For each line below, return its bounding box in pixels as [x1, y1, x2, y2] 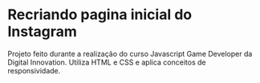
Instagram [7, 22, 78, 41]
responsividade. [7, 65, 61, 75]
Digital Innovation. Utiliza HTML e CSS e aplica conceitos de [7, 57, 206, 67]
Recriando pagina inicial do [7, 6, 193, 24]
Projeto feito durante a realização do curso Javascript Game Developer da [7, 49, 253, 58]
